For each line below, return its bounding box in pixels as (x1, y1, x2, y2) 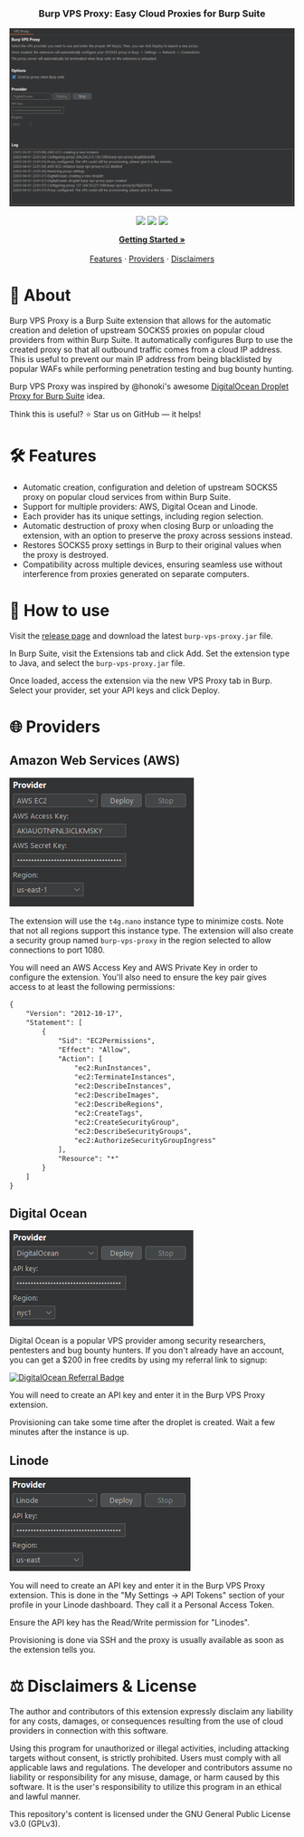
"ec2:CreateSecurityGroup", (73, 1118, 180, 1127)
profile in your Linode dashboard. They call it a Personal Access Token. (9, 1599, 275, 1610)
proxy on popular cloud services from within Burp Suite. (22, 491, 232, 502)
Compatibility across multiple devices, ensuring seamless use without (22, 559, 283, 570)
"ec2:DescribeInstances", (73, 1081, 172, 1090)
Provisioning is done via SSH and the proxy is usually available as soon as (9, 1635, 285, 1646)
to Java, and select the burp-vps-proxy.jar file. (9, 657, 185, 669)
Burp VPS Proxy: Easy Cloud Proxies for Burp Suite (38, 7, 266, 20)
